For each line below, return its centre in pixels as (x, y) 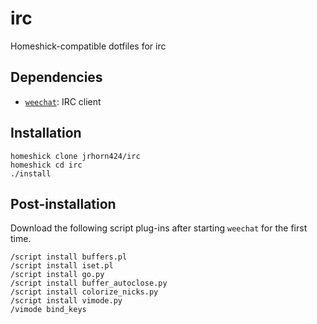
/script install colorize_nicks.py (84, 292)
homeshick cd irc (46, 165)
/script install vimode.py (66, 301)
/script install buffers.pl (69, 257)
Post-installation (63, 203)
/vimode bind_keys (48, 310)
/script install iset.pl (62, 266)
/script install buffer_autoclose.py (89, 283)
